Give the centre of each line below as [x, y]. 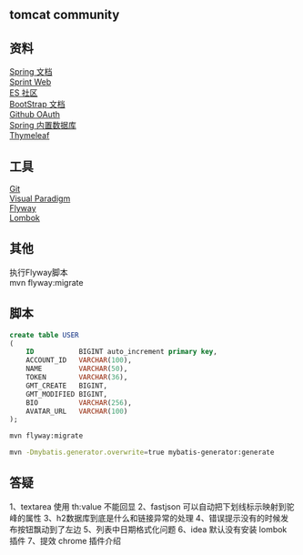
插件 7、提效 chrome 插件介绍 [65, 540]
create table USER [44, 335]
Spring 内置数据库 [43, 126]
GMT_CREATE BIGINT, [66, 386]
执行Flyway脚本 [39, 272]
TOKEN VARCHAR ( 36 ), [77, 378]
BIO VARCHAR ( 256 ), [79, 403]
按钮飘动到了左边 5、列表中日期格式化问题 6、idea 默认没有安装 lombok [152, 529]
